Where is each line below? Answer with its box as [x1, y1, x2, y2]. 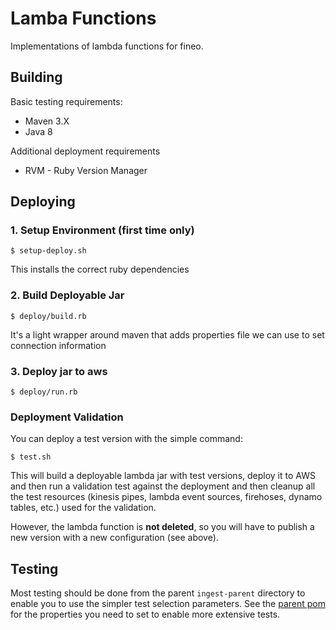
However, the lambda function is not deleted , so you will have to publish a [10, 521, 315, 533]
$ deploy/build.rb [10, 311, 87, 321]
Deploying [10, 193, 76, 211]
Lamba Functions [10, 7, 157, 30]
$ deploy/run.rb [10, 387, 78, 397]
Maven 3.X [24, 115, 70, 127]
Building [10, 69, 63, 86]
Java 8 [24, 125, 53, 137]
